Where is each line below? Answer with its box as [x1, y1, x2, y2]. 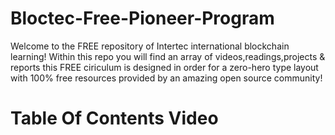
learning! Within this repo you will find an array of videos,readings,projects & [10, 50, 326, 62]
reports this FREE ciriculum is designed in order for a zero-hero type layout [10, 61, 319, 73]
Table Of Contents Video [10, 107, 219, 130]
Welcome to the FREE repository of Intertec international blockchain [10, 40, 290, 52]
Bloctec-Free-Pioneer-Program [10, 7, 275, 30]
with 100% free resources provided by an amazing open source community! [10, 72, 323, 84]
